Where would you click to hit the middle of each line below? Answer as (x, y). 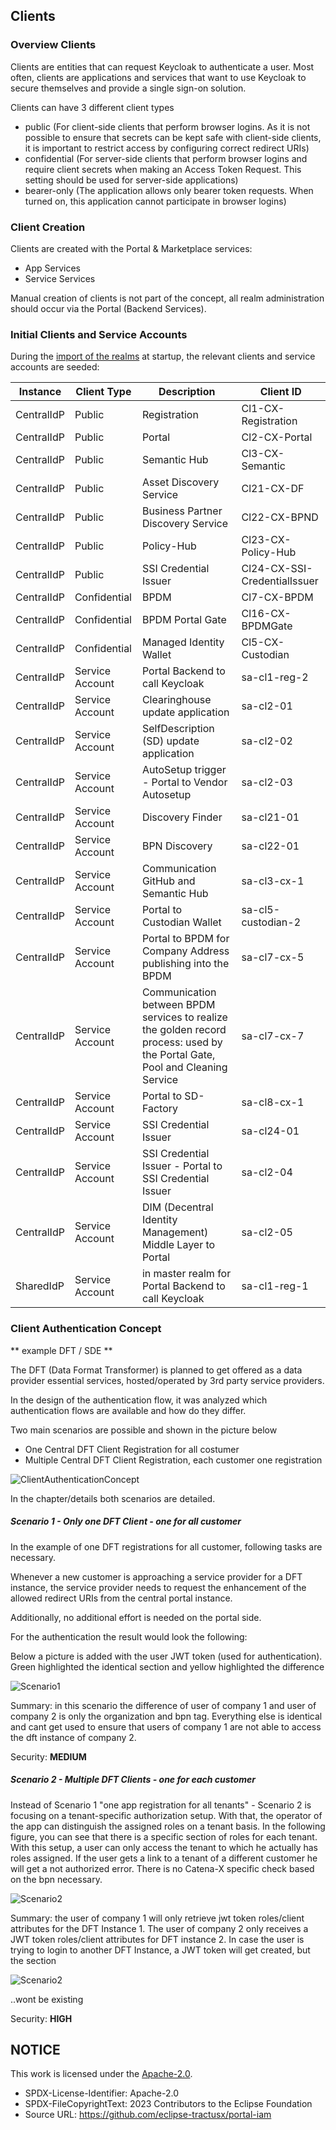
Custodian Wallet (181, 922)
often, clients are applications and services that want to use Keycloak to (158, 77)
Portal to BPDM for (185, 939)
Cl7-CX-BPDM (277, 597)
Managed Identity (183, 642)
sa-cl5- (261, 910)
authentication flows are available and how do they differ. (128, 1410)
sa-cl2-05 (267, 1232)
